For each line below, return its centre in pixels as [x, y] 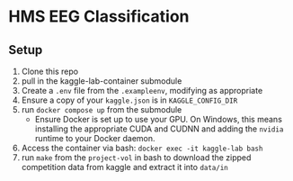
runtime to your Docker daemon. [95, 138]
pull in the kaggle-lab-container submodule [102, 81]
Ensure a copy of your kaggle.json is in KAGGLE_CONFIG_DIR [129, 100]
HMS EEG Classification [99, 17]
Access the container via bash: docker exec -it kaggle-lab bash [142, 148]
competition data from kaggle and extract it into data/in [124, 167]
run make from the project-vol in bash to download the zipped [136, 158]
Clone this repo [49, 71]
